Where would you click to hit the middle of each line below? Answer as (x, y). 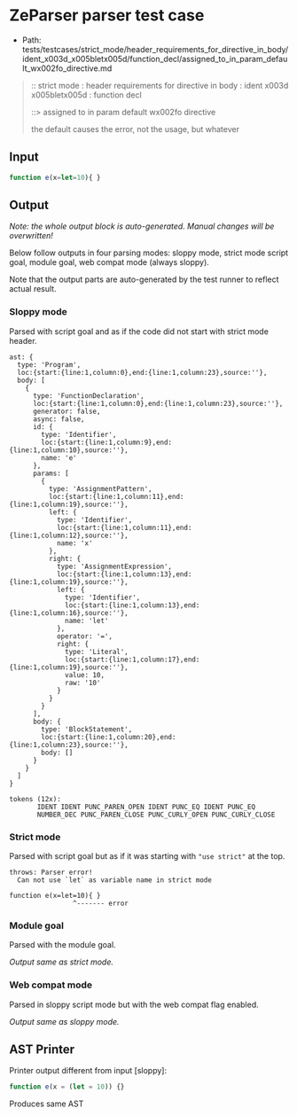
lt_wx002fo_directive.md (67, 68)
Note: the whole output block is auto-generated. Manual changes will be (142, 226)
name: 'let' (87, 620)
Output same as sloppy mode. (64, 1021)
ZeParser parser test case (107, 16)
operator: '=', (85, 636)
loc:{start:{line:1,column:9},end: (107, 442)
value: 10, (85, 675)
